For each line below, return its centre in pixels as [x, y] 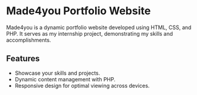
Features [23, 58]
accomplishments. [29, 40]
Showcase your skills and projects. [57, 73]
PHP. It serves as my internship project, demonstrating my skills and [90, 33]
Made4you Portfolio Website [79, 11]
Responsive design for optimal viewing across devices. [82, 85]
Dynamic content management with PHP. [65, 79]
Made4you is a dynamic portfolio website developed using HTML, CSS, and [99, 27]
